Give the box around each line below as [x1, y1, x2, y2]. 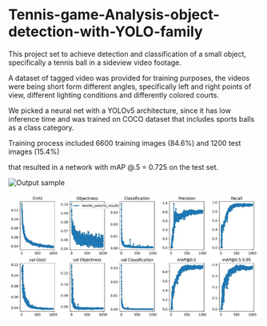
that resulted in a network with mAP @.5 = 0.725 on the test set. [8, 162, 219, 171]
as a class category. [8, 123, 74, 132]
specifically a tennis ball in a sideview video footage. [8, 58, 182, 67]
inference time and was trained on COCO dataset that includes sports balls [8, 114, 255, 123]
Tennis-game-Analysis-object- [8, 6, 220, 24]
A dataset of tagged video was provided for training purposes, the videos [8, 73, 250, 83]
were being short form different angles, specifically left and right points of [8, 82, 252, 91]
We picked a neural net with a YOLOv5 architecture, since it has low [8, 106, 232, 115]
